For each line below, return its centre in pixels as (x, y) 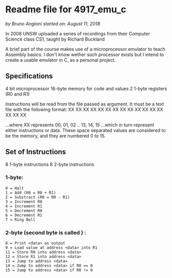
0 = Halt (15, 188)
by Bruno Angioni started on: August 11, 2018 (53, 24)
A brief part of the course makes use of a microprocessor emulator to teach (85, 49)
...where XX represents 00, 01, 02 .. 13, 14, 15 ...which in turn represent (80, 125)
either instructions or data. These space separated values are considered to (85, 130)
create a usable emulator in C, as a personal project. (61, 60)
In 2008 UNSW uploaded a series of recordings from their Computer (78, 33)
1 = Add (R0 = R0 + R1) (31, 193)
